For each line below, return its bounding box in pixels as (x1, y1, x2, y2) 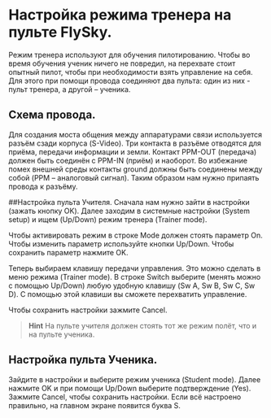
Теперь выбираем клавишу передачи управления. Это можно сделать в (8, 263, 261, 273)
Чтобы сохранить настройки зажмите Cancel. (8, 305, 168, 315)
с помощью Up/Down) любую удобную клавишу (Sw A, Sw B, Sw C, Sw (8, 281, 256, 290)
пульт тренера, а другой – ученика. (8, 84, 131, 94)
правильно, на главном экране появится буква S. (8, 400, 181, 410)
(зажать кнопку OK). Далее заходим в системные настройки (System (8, 206, 251, 216)
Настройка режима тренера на (8, 6, 232, 24)
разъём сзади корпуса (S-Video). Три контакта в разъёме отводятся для (8, 138, 262, 148)
